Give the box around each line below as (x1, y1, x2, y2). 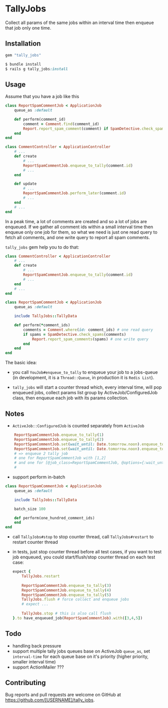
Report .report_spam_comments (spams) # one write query (31, 336, 149, 342)
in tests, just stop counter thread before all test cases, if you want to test (12, 549, 162, 555)
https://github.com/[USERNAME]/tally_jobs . (5, 697, 95, 703)
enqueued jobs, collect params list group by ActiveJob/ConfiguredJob (12, 390, 158, 396)
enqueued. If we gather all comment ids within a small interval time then (5, 224, 153, 230)
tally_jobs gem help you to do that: (5, 244, 79, 250)
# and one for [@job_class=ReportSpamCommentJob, (14, 460, 120, 465)
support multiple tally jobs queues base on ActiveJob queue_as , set (12, 648, 150, 654)
